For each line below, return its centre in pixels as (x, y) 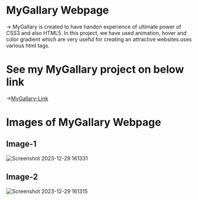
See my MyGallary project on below (95, 70)
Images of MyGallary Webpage (84, 122)
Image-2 (22, 177)
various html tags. (28, 46)
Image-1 (21, 144)
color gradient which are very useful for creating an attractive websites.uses (99, 39)
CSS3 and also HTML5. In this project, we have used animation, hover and (96, 33)
